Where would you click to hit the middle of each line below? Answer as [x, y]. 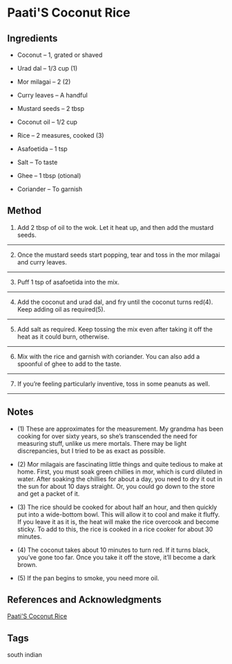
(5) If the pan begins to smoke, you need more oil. [88, 578]
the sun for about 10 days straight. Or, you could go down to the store [116, 486]
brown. [27, 564]
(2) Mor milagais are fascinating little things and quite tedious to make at [120, 464]
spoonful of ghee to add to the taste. [69, 364]
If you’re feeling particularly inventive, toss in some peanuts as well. [114, 384]
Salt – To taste [37, 162]
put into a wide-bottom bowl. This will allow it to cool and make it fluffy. [118, 514]
